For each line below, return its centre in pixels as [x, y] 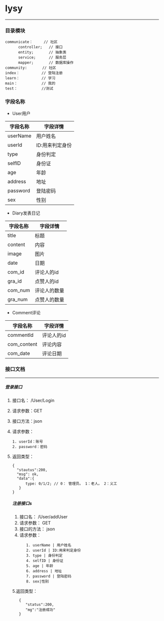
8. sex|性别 [37, 581]
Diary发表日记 [26, 213]
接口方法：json [27, 421]
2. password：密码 [30, 446]
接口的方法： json [37, 529]
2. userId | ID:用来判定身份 [53, 550]
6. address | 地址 [44, 571]
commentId [20, 335]
